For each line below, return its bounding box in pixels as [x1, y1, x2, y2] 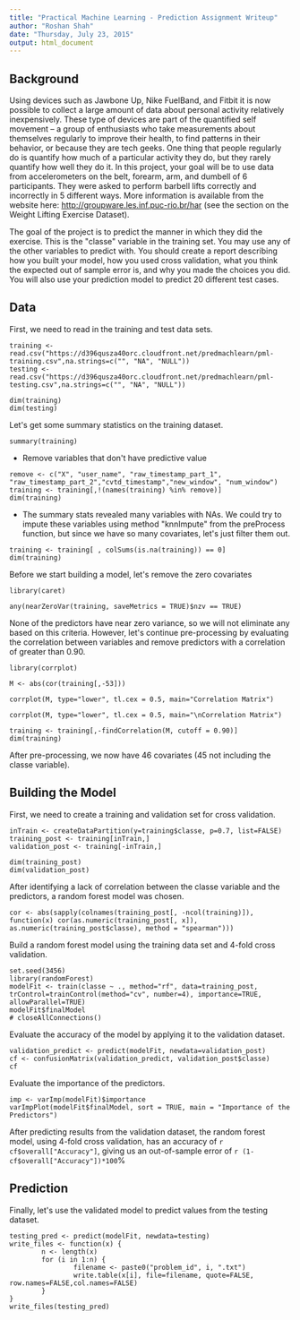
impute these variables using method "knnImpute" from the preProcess [21, 519, 286, 529]
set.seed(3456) [9, 966, 66, 975]
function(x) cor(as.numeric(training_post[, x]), [9, 915, 199, 925]
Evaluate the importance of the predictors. [9, 1077, 166, 1088]
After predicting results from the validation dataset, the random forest [9, 1126, 266, 1137]
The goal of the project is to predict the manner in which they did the [9, 227, 262, 237]
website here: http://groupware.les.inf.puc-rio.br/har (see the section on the [9, 200, 289, 210]
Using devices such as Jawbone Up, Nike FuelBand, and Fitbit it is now [9, 95, 271, 106]
